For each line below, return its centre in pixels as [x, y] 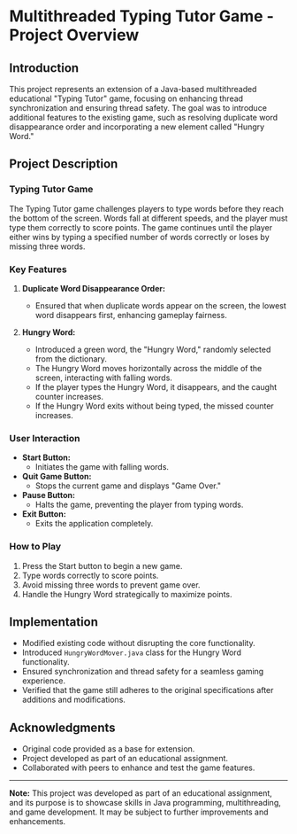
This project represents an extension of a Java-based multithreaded [133, 89]
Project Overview [74, 35]
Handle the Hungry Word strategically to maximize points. [127, 594]
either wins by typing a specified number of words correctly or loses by [139, 237]
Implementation [54, 622]
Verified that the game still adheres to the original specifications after [148, 690]
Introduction [44, 68]
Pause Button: [48, 495]
